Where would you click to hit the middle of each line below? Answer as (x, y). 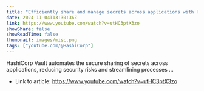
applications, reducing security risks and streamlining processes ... (90, 69)
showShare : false (28, 29)
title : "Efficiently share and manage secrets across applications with (100, 12)
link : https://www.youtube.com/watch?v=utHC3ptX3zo (73, 23)
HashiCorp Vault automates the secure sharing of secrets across (87, 63)
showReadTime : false (32, 35)
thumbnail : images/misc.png (42, 40)
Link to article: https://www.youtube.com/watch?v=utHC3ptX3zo (96, 81)
